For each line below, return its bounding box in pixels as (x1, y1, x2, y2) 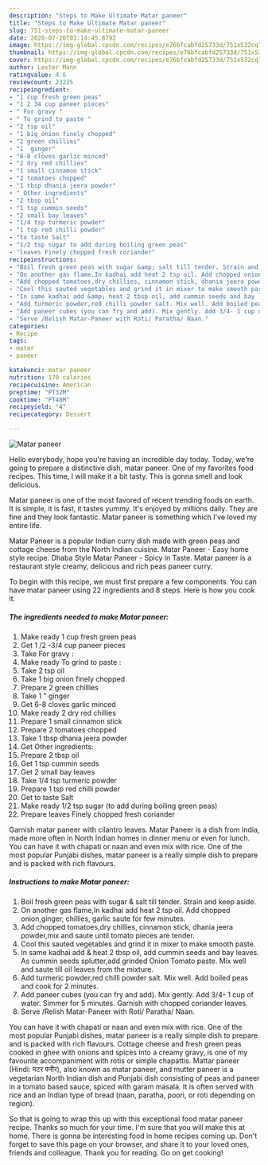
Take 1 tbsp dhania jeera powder (20, 733, 127, 743)
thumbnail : (9, 49, 45, 56)
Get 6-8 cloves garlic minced (20, 699, 116, 709)
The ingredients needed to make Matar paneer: (9, 612, 169, 621)
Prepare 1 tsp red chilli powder (20, 784, 121, 794)
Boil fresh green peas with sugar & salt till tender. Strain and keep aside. (20, 896, 257, 907)
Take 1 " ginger (20, 691, 70, 701)
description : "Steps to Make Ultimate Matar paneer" (9, 11, 188, 20)
